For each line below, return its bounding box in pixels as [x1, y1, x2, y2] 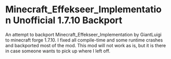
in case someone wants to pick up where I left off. [5, 48, 111, 54]
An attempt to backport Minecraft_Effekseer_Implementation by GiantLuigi [5, 31, 162, 37]
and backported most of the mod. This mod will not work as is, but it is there [5, 42, 166, 48]
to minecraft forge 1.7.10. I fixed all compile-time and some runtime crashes [5, 37, 163, 43]
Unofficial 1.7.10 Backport [13, 14, 123, 26]
